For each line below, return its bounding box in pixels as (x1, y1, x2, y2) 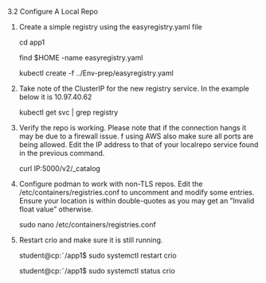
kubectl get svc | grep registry (18, 107, 119, 117)
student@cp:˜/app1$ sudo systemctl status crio (18, 266, 176, 275)
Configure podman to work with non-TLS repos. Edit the (18, 179, 203, 188)
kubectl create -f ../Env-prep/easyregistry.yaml (18, 68, 174, 78)
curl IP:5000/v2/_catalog (18, 164, 101, 173)
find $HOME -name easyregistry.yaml (18, 53, 143, 62)
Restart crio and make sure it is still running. (18, 235, 163, 245)
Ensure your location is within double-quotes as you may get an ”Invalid (18, 196, 255, 205)
